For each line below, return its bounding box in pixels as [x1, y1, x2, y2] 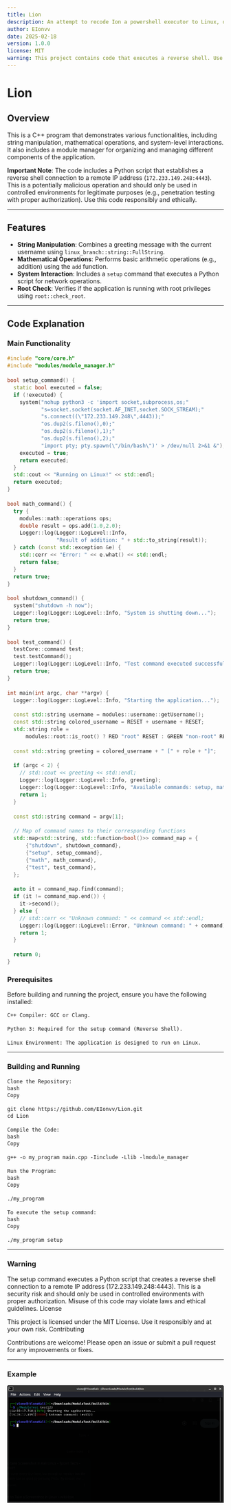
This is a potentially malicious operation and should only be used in [7, 181, 197, 189]
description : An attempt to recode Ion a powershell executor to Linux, [7, 18, 220, 25]
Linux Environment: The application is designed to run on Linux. [7, 1039, 201, 1047]
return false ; [19, 558, 60, 565]
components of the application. [7, 152, 96, 161]
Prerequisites [7, 975, 53, 984]
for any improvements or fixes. [7, 1345, 94, 1354]
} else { [13, 907, 38, 915]
